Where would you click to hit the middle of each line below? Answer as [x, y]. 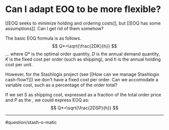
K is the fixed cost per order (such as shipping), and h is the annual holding [83, 59]
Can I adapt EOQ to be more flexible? [83, 9]
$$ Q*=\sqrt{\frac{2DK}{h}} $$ [84, 46]
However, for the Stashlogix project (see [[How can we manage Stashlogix [82, 74]
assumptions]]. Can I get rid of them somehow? [55, 28]
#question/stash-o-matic [31, 122]
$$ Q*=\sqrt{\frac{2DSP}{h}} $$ [84, 108]
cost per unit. [19, 64]
